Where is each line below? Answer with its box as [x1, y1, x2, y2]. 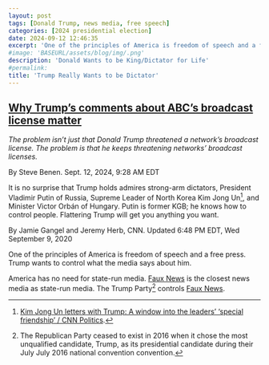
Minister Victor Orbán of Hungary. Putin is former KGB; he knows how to [8, 201, 247, 211]
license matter [8, 114, 82, 128]
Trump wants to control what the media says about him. [8, 258, 192, 268]
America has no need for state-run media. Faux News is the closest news [8, 274, 251, 283]
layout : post [8, 11, 52, 20]
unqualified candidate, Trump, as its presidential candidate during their [19, 339, 254, 349]
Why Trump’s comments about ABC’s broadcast [8, 101, 254, 115]
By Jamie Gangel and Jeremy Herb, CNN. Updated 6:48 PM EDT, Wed [8, 225, 240, 235]
